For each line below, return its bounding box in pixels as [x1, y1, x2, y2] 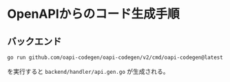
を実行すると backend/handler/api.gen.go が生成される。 [7, 67, 170, 75]
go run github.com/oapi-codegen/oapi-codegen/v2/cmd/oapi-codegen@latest [7, 54, 224, 61]
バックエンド [7, 36, 62, 47]
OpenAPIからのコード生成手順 [7, 6, 180, 22]
